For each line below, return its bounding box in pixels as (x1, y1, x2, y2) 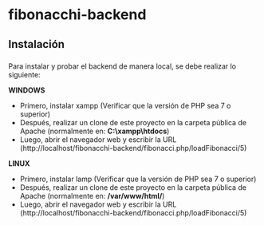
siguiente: (8, 69, 41, 79)
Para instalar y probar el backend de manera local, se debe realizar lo (8, 61, 237, 71)
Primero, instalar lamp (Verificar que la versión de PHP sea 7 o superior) (19, 174, 257, 184)
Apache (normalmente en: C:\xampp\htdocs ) (19, 126, 170, 136)
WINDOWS (8, 85, 45, 95)
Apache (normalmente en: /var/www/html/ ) (19, 191, 165, 200)
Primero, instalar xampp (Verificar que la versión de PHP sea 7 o (19, 101, 231, 110)
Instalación (8, 37, 65, 51)
